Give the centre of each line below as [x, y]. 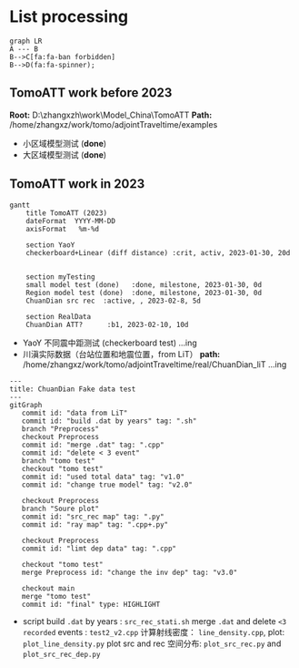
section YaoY [50, 245]
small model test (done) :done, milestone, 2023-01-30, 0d [144, 284]
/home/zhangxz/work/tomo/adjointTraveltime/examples [114, 124]
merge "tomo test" [56, 596]
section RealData [59, 316]
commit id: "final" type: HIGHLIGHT [91, 604]
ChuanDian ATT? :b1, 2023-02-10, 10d [107, 324]
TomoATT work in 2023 [77, 184]
